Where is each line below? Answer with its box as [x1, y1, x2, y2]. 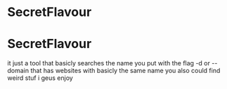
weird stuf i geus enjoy [7, 74, 74, 82]
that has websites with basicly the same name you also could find [30, 67, 221, 75]
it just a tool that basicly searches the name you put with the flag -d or [7, 59, 211, 67]
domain [7, 67, 30, 75]
